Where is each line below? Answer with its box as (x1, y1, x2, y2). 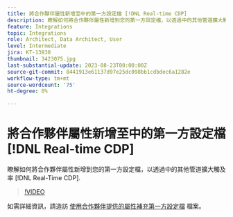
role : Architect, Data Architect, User (7, 36, 123, 43)
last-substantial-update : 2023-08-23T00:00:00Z (7, 62, 148, 69)
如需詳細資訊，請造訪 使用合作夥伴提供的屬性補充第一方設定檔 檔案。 (7, 202, 205, 211)
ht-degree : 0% (7, 88, 49, 95)
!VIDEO (24, 188, 45, 196)
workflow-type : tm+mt (7, 74, 70, 82)
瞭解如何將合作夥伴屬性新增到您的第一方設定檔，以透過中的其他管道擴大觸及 (7, 165, 226, 174)
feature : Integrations (7, 23, 73, 30)
